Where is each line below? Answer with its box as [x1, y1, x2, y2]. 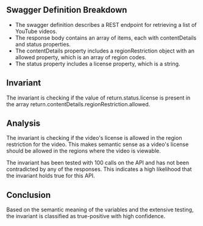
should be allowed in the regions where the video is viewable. [6, 147, 161, 155]
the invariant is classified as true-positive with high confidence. [6, 213, 166, 220]
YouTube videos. [15, 27, 57, 35]
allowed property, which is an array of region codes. [15, 53, 146, 60]
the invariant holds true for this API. [6, 172, 96, 180]
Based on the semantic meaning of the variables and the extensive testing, [6, 206, 194, 213]
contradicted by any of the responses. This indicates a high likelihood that [6, 166, 192, 173]
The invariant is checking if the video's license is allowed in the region [6, 134, 182, 142]
